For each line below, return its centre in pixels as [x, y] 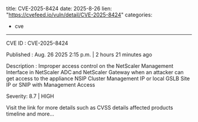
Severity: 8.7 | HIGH [30, 96]
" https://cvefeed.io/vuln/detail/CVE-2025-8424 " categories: [79, 15]
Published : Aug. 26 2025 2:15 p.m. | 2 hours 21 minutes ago [79, 55]
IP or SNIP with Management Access [51, 85]
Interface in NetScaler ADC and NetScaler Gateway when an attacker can [95, 72]
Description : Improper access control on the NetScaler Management [90, 66]
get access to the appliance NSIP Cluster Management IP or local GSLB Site [98, 78]
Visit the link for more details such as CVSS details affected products [90, 108]
